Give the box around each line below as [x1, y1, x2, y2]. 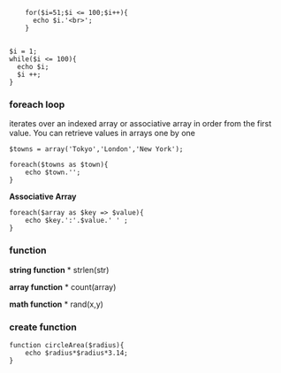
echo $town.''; [25, 168, 81, 177]
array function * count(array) [9, 281, 117, 292]
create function [9, 321, 77, 333]
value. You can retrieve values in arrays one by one [9, 128, 196, 139]
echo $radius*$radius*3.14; [25, 348, 128, 357]
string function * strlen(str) [9, 264, 110, 275]
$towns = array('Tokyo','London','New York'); [9, 145, 184, 154]
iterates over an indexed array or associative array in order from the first [9, 118, 272, 129]
